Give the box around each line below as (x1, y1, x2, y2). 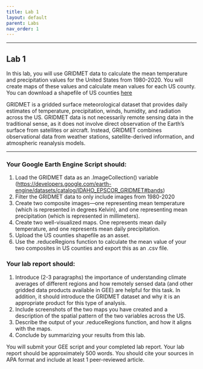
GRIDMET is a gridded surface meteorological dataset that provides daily (6, 101, 188, 108)
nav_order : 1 (6, 25, 39, 32)
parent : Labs (6, 20, 39, 26)
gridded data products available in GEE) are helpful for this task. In (14, 286, 181, 293)
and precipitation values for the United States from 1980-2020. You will (6, 76, 183, 83)
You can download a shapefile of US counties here (6, 89, 132, 97)
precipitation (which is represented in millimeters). (14, 212, 140, 220)
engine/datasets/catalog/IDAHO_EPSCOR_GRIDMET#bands (14, 187, 163, 194)
